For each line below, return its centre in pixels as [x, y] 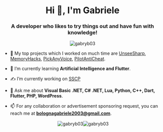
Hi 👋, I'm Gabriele [83, 10]
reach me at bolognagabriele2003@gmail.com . [61, 113]
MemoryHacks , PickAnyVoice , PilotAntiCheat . [58, 59]
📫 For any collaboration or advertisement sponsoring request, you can [84, 106]
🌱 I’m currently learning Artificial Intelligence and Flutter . [70, 69]
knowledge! [83, 32]
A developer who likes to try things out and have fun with [83, 26]
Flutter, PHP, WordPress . [36, 96]
